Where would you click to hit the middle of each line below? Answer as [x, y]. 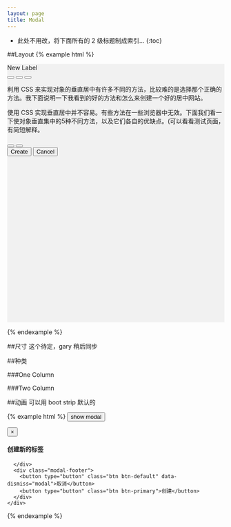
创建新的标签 [25, 449]
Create [20, 151]
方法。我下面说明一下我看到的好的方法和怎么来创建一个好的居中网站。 [107, 98]
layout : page [26, 13]
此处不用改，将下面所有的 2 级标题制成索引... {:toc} [90, 40]
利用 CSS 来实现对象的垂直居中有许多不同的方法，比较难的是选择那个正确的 [115, 89]
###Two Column [31, 388]
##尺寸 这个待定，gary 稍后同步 [52, 346]
